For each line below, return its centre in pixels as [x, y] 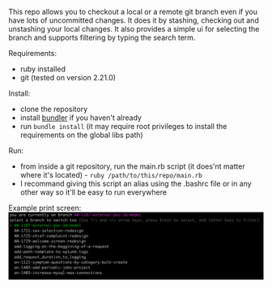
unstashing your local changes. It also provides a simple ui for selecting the [134, 29]
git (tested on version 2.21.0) [68, 77]
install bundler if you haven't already [81, 118]
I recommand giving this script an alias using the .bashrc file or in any [136, 183]
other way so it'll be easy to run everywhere [93, 192]
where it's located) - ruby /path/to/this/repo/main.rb [111, 175]
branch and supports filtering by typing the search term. [102, 37]
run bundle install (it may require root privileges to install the [123, 126]
